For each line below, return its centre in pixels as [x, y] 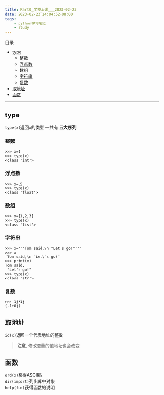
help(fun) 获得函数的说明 [30, 388]
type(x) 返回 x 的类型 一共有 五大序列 [41, 127]
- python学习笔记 [30, 23]
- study [21, 28]
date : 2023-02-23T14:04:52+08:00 [39, 14]
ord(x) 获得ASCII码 [24, 375]
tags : [10, 19]
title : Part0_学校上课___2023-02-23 [41, 10]
